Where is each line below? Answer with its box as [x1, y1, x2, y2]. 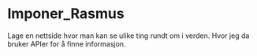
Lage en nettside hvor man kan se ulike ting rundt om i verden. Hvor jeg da [7, 31, 250, 40]
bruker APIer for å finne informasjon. [7, 39, 126, 48]
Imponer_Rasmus [7, 5, 125, 23]
